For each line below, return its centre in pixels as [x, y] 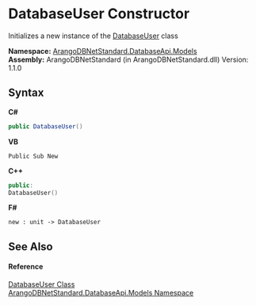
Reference [26, 267]
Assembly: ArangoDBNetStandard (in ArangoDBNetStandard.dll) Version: [128, 59]
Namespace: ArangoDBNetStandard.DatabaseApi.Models [103, 51]
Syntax [26, 93]
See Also [31, 246]
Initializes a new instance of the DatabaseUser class [93, 36]
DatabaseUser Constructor [99, 14]
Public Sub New [33, 156]
